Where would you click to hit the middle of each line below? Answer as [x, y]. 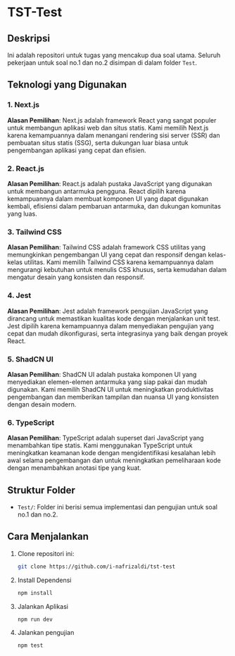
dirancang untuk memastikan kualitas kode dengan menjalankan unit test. [114, 318]
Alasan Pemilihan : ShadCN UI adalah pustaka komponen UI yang [102, 374]
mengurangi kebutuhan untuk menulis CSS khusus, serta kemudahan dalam [117, 270]
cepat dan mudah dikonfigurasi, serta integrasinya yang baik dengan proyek [118, 333]
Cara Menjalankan [48, 537]
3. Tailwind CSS [34, 232]
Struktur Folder [42, 490]
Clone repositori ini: [46, 553]
